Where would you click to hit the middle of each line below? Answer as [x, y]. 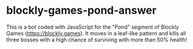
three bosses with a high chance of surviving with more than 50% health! [96, 39]
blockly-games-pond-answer [82, 10]
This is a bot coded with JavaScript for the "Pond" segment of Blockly [93, 27]
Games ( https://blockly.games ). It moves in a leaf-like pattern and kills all [96, 33]
